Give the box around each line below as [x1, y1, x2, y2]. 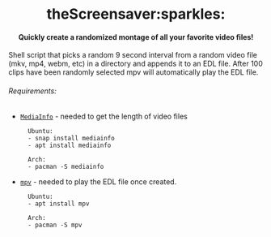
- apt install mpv [28, 200, 90, 208]
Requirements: [8, 86, 57, 96]
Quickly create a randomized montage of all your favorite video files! [18, 32, 254, 41]
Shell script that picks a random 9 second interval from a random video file [8, 50, 257, 60]
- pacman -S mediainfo [28, 162, 104, 170]
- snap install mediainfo [28, 134, 115, 142]
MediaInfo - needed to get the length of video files [19, 111, 188, 121]
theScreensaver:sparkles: [46, 5, 226, 24]
